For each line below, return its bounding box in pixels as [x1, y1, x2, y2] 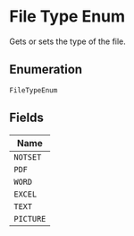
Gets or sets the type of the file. [9, 36, 127, 47]
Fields [9, 110, 45, 126]
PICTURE [13, 214, 46, 223]
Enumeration [9, 62, 83, 77]
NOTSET [13, 152, 42, 162]
